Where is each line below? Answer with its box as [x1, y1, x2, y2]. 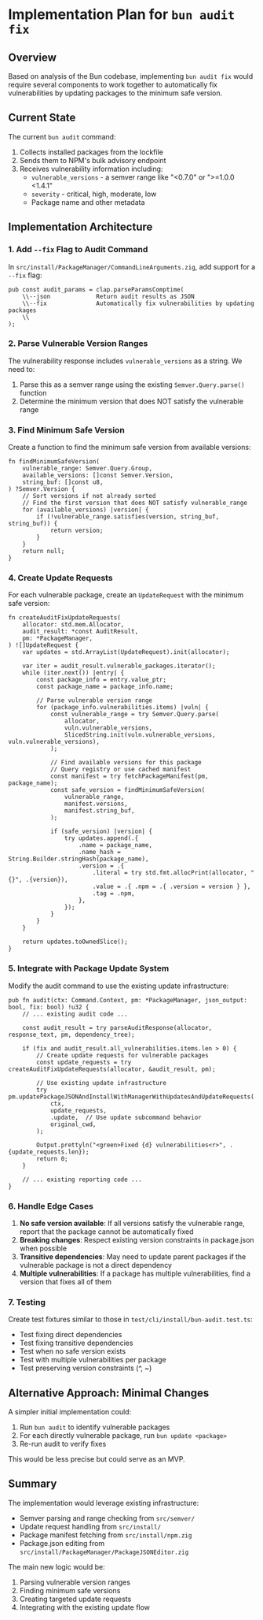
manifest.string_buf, [64, 807, 135, 815]
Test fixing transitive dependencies [19, 1338, 133, 1348]
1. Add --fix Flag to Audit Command [8, 244, 148, 255]
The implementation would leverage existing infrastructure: [8, 1498, 199, 1507]
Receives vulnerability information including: [19, 164, 163, 173]
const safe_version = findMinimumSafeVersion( [49, 786, 206, 794]
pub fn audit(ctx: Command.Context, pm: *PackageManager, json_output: [8, 996, 247, 1004]
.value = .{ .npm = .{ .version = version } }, [92, 882, 251, 891]
